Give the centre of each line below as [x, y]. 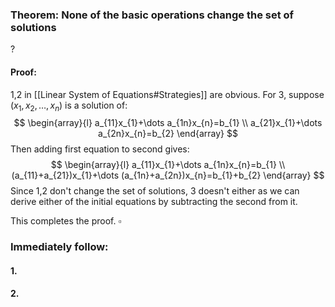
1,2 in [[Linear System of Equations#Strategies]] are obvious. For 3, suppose [167, 94]
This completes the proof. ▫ [66, 221]
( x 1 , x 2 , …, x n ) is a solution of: [69, 106]
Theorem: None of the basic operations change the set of [152, 15]
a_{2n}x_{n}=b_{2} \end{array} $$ [168, 134]
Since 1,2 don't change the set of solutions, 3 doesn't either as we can [155, 191]
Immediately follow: [59, 247]
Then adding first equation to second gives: [100, 149]
